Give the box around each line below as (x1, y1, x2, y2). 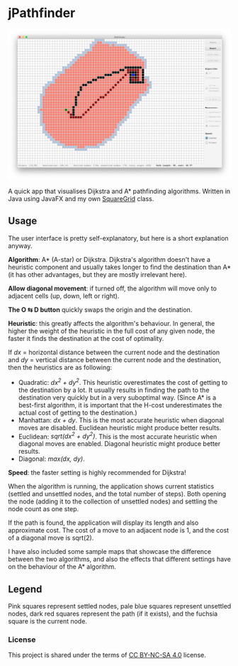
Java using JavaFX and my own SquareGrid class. (8, 195, 154, 203)
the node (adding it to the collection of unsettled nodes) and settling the (8, 497, 218, 506)
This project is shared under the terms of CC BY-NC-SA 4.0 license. (8, 651, 206, 660)
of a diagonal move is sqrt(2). (8, 534, 94, 542)
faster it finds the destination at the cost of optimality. (8, 334, 164, 342)
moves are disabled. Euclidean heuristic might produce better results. (18, 423, 222, 432)
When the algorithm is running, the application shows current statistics (8, 482, 215, 491)
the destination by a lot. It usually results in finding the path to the (18, 386, 210, 394)
